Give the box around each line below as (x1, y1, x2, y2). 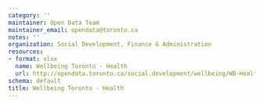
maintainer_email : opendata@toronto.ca (8, 26, 139, 34)
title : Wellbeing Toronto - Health (8, 84, 124, 92)
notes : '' (8, 33, 41, 41)
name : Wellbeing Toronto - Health (15, 63, 128, 70)
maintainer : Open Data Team (8, 19, 100, 27)
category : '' (8, 11, 51, 20)
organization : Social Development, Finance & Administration (8, 41, 212, 48)
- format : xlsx (8, 56, 58, 63)
